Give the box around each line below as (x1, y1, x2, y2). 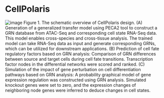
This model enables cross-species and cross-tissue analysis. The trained (5, 35, 153, 41)
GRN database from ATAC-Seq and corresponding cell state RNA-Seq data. (5, 30, 157, 36)
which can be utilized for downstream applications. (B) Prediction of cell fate (5, 46, 160, 51)
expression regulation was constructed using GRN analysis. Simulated (5, 77, 146, 83)
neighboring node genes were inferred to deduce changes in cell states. (5, 87, 151, 93)
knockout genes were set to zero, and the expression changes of (5, 82, 136, 88)
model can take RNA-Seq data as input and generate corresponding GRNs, (5, 40, 156, 46)
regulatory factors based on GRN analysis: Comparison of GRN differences (5, 50, 156, 57)
